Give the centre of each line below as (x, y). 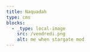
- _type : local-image (39, 28)
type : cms (19, 17)
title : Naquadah (26, 12)
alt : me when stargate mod (51, 39)
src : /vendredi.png (41, 34)
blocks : (16, 23)
